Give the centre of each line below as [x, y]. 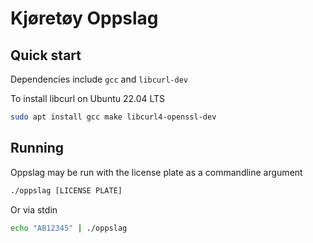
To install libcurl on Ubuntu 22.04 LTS [88, 98]
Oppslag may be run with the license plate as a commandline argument [156, 172]
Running [37, 148]
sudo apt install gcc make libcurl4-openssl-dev [113, 117]
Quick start [46, 55]
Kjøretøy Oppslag [84, 18]
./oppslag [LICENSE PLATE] [66, 190]
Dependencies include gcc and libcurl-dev [99, 79]
